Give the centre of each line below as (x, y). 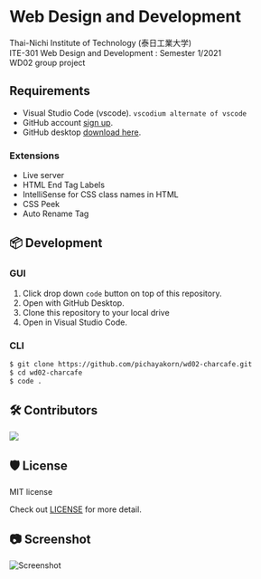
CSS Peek (41, 204)
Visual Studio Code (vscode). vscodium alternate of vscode (134, 113)
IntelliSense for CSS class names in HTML (100, 195)
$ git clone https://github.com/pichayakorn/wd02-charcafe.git (131, 365)
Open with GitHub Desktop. (73, 303)
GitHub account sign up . (68, 122)
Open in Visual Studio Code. (75, 322)
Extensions (35, 156)
